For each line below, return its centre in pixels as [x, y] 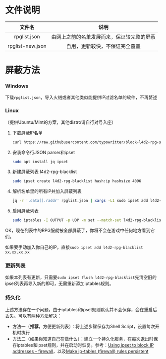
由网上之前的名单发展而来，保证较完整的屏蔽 [103, 37]
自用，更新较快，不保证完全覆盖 [103, 46]
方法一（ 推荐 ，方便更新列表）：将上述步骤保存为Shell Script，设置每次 [83, 326]
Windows [17, 86]
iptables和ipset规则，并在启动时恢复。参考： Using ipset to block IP [85, 345]
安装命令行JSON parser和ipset [44, 152]
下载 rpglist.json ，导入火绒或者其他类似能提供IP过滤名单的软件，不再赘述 [81, 97]
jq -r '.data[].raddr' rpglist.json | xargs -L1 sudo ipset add [80, 201]
